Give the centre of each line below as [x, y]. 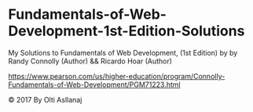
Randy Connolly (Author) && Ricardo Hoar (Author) [90, 61]
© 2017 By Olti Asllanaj [45, 99]
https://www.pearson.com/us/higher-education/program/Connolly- [117, 76]
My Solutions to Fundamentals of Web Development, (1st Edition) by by [123, 52]
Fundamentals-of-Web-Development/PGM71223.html [94, 85]
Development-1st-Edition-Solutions [126, 31]
